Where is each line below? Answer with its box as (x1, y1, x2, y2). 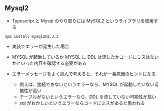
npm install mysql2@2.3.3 (4, 34, 58, 39)
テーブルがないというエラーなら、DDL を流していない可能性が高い (19, 94, 156, 100)
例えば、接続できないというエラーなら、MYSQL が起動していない (19, 81, 154, 87)
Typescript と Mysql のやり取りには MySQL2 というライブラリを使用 (11, 17, 154, 24)
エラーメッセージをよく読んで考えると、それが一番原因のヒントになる (11, 71, 156, 77)
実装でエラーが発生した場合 (11, 43, 69, 49)
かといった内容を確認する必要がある (11, 60, 87, 66)
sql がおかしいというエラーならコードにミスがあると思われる (19, 100, 145, 106)
